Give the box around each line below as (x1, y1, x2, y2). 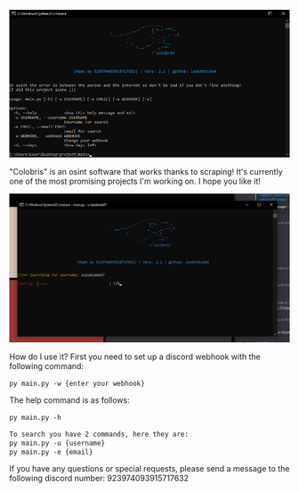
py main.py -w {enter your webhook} (9, 379, 145, 388)
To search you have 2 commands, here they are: (9, 430, 190, 439)
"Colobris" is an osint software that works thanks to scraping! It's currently (9, 166, 283, 176)
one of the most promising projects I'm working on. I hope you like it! (9, 176, 261, 186)
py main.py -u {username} (9, 439, 105, 447)
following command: (9, 360, 85, 371)
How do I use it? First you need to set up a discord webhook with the (9, 351, 261, 362)
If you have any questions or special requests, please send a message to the (9, 463, 290, 473)
